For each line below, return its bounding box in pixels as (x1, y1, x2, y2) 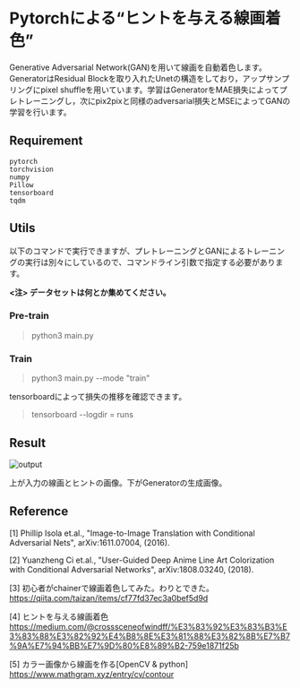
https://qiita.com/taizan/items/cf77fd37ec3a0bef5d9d (9, 592, 209, 603)
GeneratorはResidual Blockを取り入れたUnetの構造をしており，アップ (9, 73, 267, 83)
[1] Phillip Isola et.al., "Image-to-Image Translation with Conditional (9, 528, 255, 538)
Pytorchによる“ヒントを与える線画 (9, 8, 266, 29)
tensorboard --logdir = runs (30, 409, 134, 420)
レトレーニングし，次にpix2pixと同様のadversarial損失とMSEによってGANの (9, 95, 291, 106)
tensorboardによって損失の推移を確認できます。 (9, 391, 187, 402)
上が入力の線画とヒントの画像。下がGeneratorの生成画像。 (9, 477, 227, 488)
